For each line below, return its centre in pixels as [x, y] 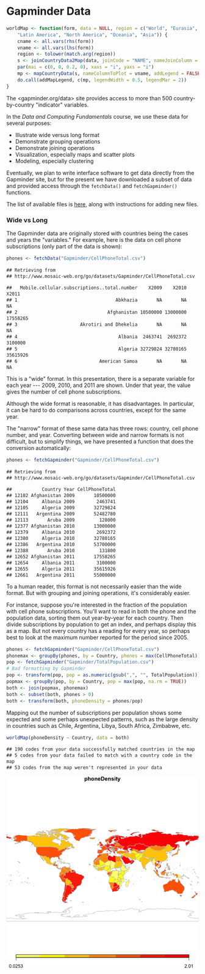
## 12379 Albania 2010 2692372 [61, 532]
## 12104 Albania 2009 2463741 [61, 501]
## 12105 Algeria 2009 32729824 [61, 508]
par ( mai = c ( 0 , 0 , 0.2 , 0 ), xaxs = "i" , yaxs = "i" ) [86, 67]
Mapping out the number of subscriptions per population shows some [94, 713]
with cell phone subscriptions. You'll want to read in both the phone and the [101, 611]
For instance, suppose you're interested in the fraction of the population [97, 605]
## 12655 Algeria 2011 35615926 [61, 569]
